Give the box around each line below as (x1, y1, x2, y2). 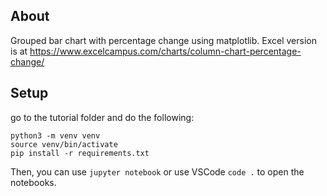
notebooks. (10, 176, 57, 188)
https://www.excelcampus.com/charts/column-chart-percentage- (29, 45, 302, 57)
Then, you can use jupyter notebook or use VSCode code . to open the (10, 165, 305, 178)
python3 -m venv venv (10, 130, 101, 141)
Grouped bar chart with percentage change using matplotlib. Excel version (10, 34, 317, 46)
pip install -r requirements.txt (10, 148, 150, 158)
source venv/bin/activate (10, 139, 118, 149)
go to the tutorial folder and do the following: (10, 111, 195, 123)
